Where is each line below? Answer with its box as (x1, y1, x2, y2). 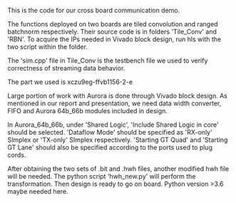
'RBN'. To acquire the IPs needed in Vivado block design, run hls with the (7, 35, 222, 43)
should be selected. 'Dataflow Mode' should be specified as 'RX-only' (7, 128, 212, 136)
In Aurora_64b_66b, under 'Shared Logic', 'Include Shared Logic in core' (7, 120, 219, 129)
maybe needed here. (7, 187, 69, 195)
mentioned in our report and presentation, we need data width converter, (7, 99, 222, 108)
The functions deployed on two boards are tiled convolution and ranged (7, 20, 219, 28)
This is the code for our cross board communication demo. (7, 6, 180, 14)
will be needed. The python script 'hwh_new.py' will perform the (7, 172, 196, 180)
